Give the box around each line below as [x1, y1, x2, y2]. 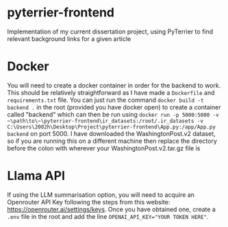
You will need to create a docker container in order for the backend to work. [7, 81, 221, 90]
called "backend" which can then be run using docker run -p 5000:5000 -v [7, 110, 219, 118]
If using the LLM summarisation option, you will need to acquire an [7, 190, 195, 199]
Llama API [7, 168, 66, 184]
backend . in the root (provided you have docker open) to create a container [7, 103, 221, 111]
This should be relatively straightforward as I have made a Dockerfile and [7, 88, 215, 96]
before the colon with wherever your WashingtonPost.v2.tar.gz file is [7, 144, 201, 152]
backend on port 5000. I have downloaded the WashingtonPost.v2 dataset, [7, 129, 216, 137]
